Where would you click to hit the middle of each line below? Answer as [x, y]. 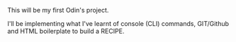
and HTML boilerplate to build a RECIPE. [66, 31]
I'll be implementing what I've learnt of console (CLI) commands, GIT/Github [118, 23]
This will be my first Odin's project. [58, 10]
